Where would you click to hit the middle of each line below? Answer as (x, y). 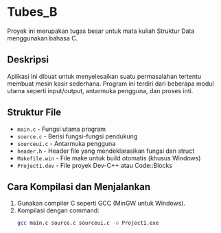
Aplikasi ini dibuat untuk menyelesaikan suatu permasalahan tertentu (104, 76)
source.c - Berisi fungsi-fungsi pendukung (77, 136)
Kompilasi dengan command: (58, 210)
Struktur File (34, 113)
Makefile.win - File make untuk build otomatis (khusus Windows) (109, 158)
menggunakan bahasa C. (43, 38)
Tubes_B (32, 12)
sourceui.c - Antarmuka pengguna (66, 143)
